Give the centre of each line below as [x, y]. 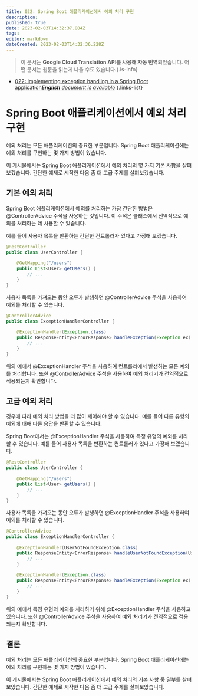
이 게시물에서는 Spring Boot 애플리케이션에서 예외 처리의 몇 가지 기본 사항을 [93, 165]
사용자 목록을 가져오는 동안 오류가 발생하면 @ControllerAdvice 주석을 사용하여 [97, 297]
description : [22, 17]
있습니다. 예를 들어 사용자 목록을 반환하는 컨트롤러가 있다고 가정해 [94, 444]
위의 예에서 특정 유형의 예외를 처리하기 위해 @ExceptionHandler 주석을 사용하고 [98, 609]
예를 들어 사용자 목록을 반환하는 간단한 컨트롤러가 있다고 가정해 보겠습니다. [92, 235]
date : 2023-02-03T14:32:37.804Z [46, 28]
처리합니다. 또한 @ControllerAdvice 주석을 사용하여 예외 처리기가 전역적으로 [100, 373]
